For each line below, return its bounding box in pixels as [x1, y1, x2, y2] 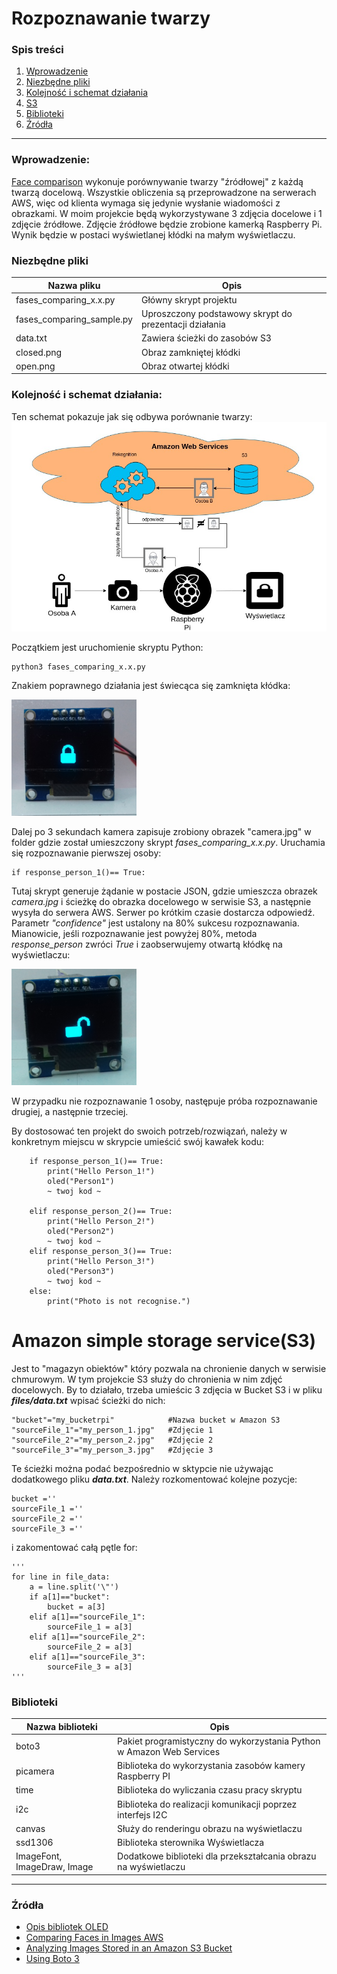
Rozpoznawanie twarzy [11, 7, 211, 30]
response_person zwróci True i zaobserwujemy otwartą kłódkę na [11, 938, 283, 950]
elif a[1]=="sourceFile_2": [29, 1632, 146, 1642]
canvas [15, 1822, 46, 1834]
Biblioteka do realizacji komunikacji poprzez [117, 1798, 298, 1810]
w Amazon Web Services [117, 1745, 221, 1757]
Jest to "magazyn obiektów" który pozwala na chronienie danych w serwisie [11, 1362, 327, 1374]
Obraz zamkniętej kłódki [140, 346, 241, 358]
